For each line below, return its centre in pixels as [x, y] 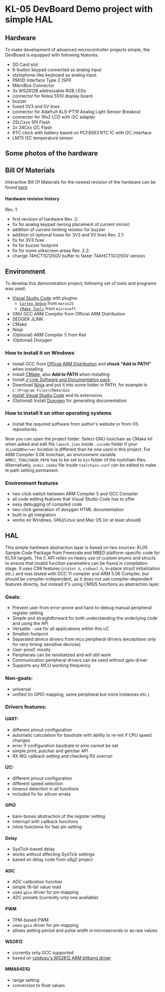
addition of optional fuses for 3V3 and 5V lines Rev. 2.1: [68, 235]
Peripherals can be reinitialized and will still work [62, 655]
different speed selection [37, 783]
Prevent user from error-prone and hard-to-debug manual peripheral [82, 608]
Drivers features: [26, 707]
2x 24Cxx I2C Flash [32, 127]
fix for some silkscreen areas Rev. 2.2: [51, 251]
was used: [16, 289]
